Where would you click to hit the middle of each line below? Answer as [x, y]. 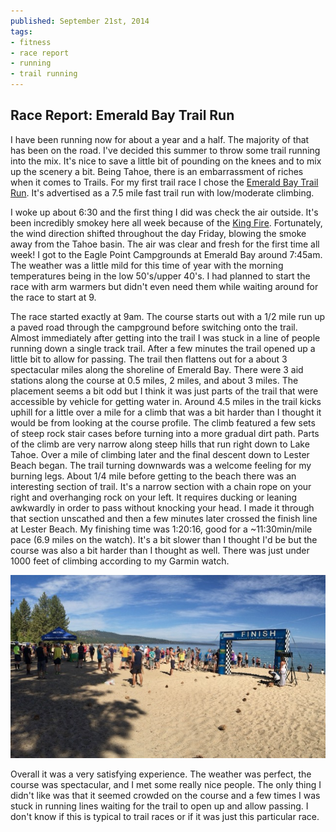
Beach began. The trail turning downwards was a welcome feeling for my [161, 465]
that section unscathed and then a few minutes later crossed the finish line [164, 518]
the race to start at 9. [53, 297]
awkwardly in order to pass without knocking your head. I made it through [162, 507]
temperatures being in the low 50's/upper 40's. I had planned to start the [160, 276]
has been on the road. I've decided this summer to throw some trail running [165, 150]
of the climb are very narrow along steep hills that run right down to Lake [160, 444]
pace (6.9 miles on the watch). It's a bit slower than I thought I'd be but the [164, 539]
